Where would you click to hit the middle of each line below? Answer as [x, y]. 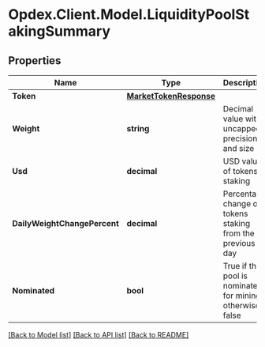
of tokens [240, 171]
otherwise [241, 306]
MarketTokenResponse [171, 96]
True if [235, 266]
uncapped [242, 128]
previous [239, 243]
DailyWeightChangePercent [66, 223]
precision [240, 138]
